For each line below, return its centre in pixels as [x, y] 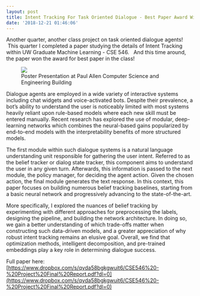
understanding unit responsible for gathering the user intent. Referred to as [98, 156]
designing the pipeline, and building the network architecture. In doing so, [97, 219]
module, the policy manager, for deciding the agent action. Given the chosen [100, 175]
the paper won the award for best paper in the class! [71, 59]
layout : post [22, 12]
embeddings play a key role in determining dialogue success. [81, 250]
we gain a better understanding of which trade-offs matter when [85, 225]
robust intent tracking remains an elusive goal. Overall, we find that [88, 237]
